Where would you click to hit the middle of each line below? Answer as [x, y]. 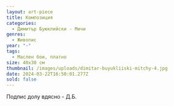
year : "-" [19, 46]
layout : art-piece [30, 12]
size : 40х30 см [26, 62]
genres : [16, 35]
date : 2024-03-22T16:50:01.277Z [47, 74]
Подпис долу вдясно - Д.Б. [42, 97]
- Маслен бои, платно [39, 57]
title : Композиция [30, 18]
